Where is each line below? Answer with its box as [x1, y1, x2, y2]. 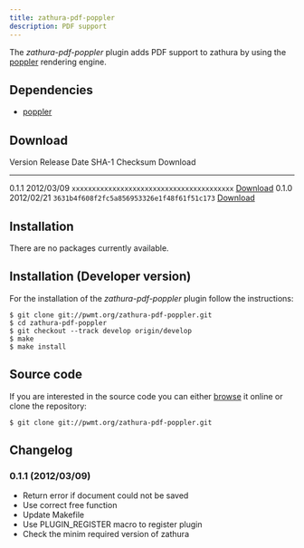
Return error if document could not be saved [22, 490, 189, 501]
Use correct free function [22, 500, 118, 511]
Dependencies [9, 82, 93, 98]
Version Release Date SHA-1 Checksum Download [9, 157, 196, 168]
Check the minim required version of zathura [22, 529, 190, 540]
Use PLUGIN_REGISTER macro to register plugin [22, 519, 203, 530]
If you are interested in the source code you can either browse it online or [9, 390, 283, 401]
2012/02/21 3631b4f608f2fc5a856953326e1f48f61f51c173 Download [9, 192, 255, 204]
